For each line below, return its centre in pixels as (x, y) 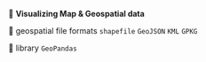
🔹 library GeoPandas (43, 48)
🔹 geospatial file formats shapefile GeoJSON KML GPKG (103, 31)
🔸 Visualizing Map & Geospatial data (77, 14)
